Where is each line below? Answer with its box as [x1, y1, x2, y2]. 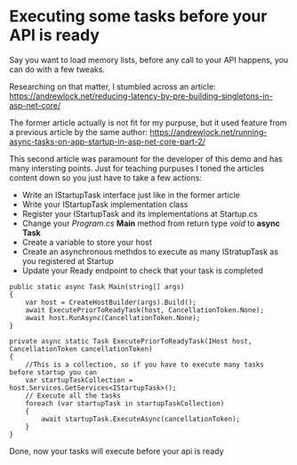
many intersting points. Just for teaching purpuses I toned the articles [9, 163, 265, 173]
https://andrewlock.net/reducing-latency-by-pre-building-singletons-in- [9, 91, 273, 101]
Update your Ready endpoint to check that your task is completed [21, 265, 264, 276]
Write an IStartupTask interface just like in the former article [21, 189, 240, 200]
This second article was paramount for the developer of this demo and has [9, 153, 283, 164]
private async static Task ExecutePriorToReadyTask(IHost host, [9, 336, 253, 346]
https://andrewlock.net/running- [149, 126, 268, 137]
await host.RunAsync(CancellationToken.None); [25, 313, 201, 322]
